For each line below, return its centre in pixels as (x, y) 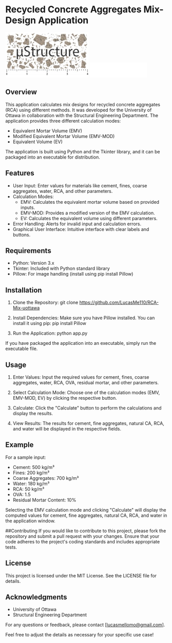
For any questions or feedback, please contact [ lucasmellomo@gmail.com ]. (85, 625)
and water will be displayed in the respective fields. (67, 429)
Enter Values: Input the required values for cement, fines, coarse (81, 377)
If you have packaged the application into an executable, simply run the (81, 343)
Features (20, 173)
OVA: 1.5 (22, 494)
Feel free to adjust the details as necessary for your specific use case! (80, 635)
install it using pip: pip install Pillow (49, 323)
